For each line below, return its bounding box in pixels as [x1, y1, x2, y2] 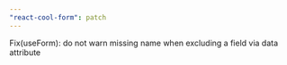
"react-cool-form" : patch [9, 12, 106, 22]
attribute [9, 46, 41, 58]
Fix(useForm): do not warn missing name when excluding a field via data [9, 37, 279, 48]
